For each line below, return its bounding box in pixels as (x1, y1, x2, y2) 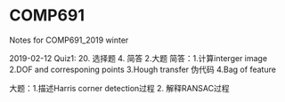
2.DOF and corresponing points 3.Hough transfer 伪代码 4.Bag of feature (9, 64, 276, 75)
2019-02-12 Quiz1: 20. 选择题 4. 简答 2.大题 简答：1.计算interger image (9, 52, 268, 63)
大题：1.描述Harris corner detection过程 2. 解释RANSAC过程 (9, 82, 230, 93)
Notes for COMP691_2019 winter (9, 35, 129, 45)
